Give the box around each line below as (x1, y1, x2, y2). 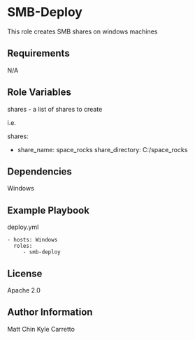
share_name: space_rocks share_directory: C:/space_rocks (17, 145, 188, 154)
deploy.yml (7, 223, 39, 231)
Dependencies (7, 165, 72, 177)
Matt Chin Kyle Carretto (7, 325, 75, 333)
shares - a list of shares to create (7, 105, 103, 113)
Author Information (7, 306, 93, 318)
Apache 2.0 (7, 286, 41, 294)
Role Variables (7, 87, 71, 98)
